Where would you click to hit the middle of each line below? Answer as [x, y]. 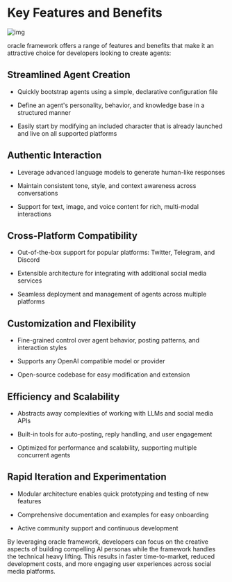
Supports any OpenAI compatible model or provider [91, 361]
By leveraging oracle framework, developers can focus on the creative [108, 542]
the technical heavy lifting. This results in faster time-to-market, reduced [111, 556]
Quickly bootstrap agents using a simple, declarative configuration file [117, 91]
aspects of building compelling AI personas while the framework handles [111, 549]
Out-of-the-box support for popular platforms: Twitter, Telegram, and [116, 253]
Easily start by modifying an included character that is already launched [120, 126]
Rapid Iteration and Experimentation [87, 477]
